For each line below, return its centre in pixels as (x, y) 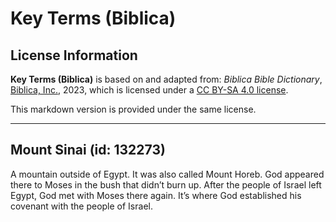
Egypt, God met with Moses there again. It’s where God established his (156, 195)
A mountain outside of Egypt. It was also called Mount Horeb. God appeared (167, 174)
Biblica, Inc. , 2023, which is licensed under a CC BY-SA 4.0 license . (149, 90)
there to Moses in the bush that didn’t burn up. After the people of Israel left (166, 184)
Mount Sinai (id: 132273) (88, 150)
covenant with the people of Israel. (81, 206)
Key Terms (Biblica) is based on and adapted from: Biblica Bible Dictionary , (166, 79)
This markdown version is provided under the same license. (133, 109)
